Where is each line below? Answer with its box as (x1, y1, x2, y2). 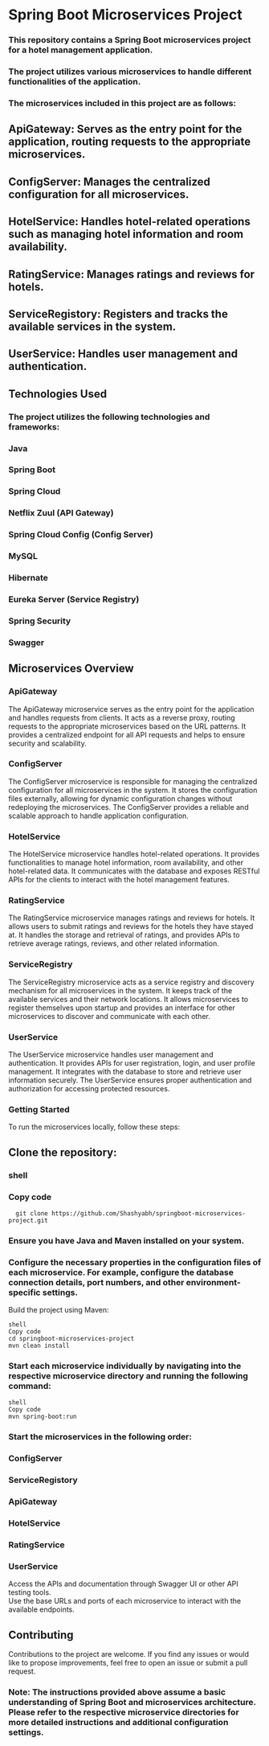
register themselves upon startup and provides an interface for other (8, 1003, 235, 1013)
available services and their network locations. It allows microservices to (8, 994, 249, 1004)
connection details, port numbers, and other (8, 1276, 185, 1288)
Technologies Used (8, 387, 107, 401)
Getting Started (8, 1103, 70, 1115)
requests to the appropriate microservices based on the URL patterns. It (8, 721, 247, 731)
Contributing (8, 1628, 74, 1641)
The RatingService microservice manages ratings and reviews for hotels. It (8, 913, 255, 922)
